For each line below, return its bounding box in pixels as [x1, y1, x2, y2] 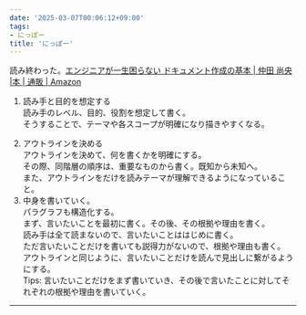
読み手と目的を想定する [22, 96, 111, 107]
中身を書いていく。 [22, 195, 96, 206]
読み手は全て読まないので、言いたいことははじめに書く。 [22, 229, 239, 240]
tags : [9, 22, 30, 31]
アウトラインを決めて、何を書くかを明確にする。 [22, 150, 207, 161]
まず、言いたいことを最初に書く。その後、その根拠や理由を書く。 [22, 218, 270, 229]
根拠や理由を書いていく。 [54, 287, 151, 298]
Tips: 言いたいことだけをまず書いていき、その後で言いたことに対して [22, 275, 282, 286]
